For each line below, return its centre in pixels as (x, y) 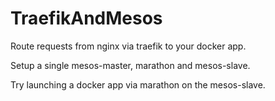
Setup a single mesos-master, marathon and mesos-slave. (130, 65)
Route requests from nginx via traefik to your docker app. (128, 46)
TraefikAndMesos (86, 18)
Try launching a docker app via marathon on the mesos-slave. (138, 84)
